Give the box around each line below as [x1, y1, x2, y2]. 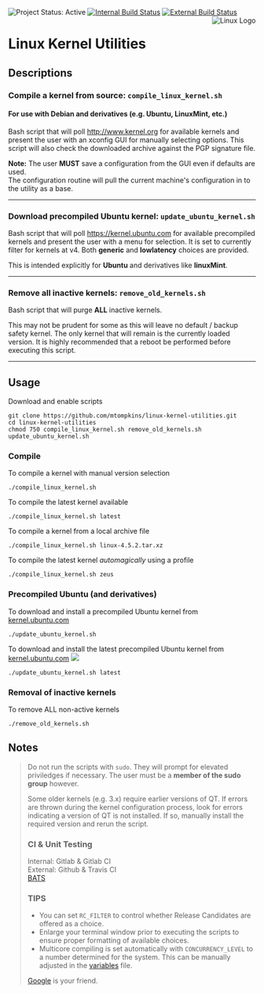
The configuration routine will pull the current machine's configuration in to [8, 175, 251, 185]
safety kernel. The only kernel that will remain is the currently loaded [8, 329, 230, 338]
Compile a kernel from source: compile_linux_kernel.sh [8, 90, 222, 101]
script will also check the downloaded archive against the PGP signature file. [8, 143, 256, 153]
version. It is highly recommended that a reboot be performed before [8, 337, 231, 347]
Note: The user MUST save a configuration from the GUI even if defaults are [8, 158, 255, 168]
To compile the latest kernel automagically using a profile [8, 555, 194, 565]
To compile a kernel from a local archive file [8, 527, 150, 536]
